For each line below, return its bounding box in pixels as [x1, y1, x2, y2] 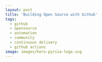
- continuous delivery [10, 40, 57, 45]
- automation [10, 30, 37, 35]
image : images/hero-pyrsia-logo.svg [5, 49, 82, 54]
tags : [5, 16, 17, 21]
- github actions [10, 44, 46, 49]
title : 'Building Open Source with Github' [5, 12, 98, 17]
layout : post [5, 7, 33, 12]
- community [10, 35, 35, 40]
